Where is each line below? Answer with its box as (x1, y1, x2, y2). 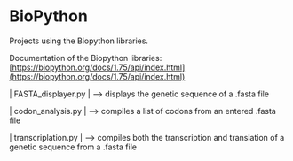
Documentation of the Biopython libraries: (9, 52, 162, 63)
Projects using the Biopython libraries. (9, 35, 149, 46)
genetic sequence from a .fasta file (9, 142, 138, 152)
